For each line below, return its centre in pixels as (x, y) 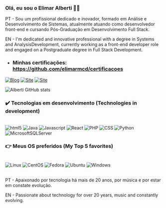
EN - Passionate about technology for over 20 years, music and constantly (82, 195)
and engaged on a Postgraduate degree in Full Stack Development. (74, 50)
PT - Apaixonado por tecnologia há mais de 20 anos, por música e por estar (83, 180)
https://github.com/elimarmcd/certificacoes (68, 69)
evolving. (14, 200)
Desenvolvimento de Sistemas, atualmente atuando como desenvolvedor (80, 24)
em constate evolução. (29, 185)
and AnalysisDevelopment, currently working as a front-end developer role (82, 44)
